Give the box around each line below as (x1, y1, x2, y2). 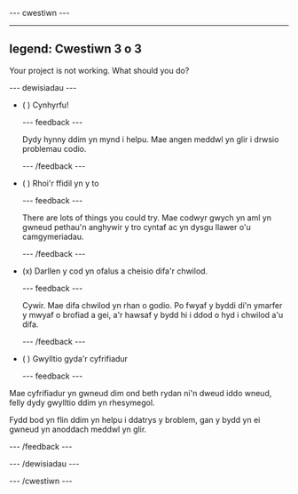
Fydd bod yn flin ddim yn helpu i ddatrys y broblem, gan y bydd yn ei (9, 414, 261, 425)
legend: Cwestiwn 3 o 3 (9, 42, 142, 57)
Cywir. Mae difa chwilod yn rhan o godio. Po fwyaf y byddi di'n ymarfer (21, 299, 283, 310)
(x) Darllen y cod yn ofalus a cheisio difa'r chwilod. (21, 266, 208, 276)
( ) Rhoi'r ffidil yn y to (21, 178, 99, 188)
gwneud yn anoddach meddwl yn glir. (9, 424, 147, 434)
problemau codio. (21, 143, 87, 154)
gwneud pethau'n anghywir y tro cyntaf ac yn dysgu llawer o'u (21, 221, 251, 232)
